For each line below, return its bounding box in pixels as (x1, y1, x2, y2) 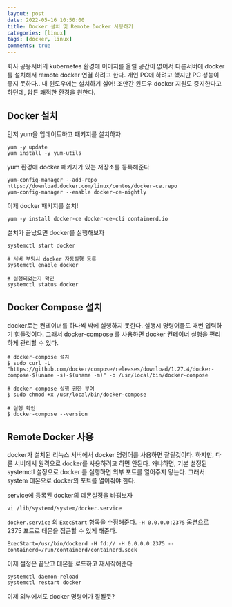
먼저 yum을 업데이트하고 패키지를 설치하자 (7, 129, 122, 138)
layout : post (7, 10, 45, 17)
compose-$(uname (7, 371, 54, 379)
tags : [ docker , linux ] (7, 36, 72, 43)
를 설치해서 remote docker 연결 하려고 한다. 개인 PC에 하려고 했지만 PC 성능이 (7, 71, 220, 79)
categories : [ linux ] (7, 29, 67, 37)
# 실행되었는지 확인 (7, 274, 55, 282)
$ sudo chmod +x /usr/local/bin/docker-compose (7, 391, 147, 398)
